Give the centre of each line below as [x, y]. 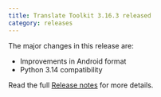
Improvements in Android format [73, 61]
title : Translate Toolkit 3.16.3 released [80, 16]
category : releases [41, 23]
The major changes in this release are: [71, 45]
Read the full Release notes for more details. [81, 85]
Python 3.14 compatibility [61, 69]
